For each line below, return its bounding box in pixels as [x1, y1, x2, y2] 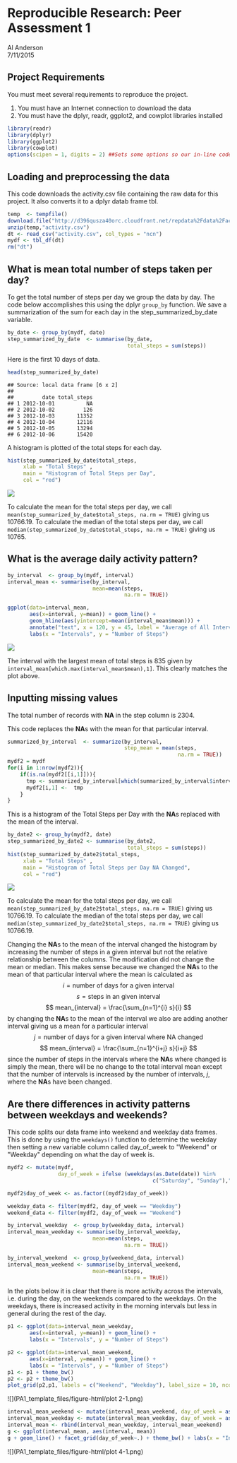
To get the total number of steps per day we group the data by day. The [7, 293, 215, 301]
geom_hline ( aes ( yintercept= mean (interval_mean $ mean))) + [29, 617, 200, 624]
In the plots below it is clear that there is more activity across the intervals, [7, 1287, 224, 1296]
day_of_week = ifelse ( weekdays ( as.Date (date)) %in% [57, 1171, 217, 1178]
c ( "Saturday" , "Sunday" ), [152, 1177, 229, 1184]
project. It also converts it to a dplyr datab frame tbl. [7, 196, 159, 206]
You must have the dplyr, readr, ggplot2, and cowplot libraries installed [17, 111, 224, 119]
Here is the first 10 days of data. [7, 355, 100, 363]
